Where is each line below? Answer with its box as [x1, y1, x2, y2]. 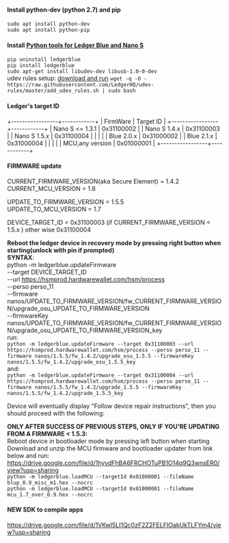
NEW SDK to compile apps [7, 505, 83, 514]
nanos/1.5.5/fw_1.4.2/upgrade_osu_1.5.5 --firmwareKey [34, 353, 194, 359]
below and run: [7, 451, 50, 459]
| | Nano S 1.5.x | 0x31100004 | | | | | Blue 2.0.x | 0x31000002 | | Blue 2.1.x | [7, 131, 217, 140]
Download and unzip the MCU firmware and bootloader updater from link [7, 444, 213, 452]
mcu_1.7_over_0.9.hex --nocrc [7, 491, 94, 498]
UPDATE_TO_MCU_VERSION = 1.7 [7, 205, 101, 213]
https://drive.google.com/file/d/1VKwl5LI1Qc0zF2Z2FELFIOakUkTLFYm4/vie [7, 521, 221, 529]
